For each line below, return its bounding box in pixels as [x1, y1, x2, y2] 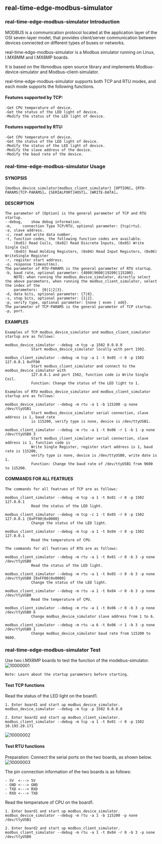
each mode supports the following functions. [5, 83, 95, 89]
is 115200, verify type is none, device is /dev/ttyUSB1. [31, 419, 151, 424]
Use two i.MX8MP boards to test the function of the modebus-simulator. [5, 658, 149, 663]
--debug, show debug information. [5, 219, 81, 225]
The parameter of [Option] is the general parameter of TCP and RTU [5, 211, 146, 216]
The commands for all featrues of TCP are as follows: [5, 486, 118, 492]
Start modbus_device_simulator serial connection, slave [31, 410, 149, 415]
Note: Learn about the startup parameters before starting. [5, 672, 130, 677]
